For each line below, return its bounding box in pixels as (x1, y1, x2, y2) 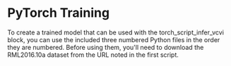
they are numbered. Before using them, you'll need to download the (7, 43, 204, 51)
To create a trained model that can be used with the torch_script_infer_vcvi (7, 28, 225, 37)
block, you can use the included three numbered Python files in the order (7, 35, 220, 44)
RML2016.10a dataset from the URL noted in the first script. (7, 51, 179, 59)
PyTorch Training (7, 5, 110, 21)
